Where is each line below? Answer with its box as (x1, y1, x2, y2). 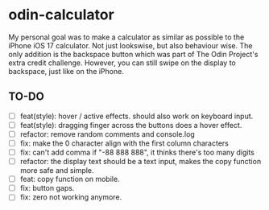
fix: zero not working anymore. (19, 192, 122, 202)
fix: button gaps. (19, 183, 75, 193)
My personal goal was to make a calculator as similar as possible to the (8, 32, 245, 42)
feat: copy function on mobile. (19, 175, 120, 184)
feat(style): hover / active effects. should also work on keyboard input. (19, 111, 254, 121)
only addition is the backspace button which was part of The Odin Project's (8, 49, 259, 59)
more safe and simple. (19, 166, 94, 175)
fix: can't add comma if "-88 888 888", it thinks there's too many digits (19, 147, 255, 157)
